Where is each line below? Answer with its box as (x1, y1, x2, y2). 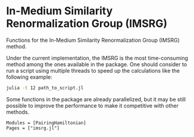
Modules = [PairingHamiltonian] (6, 120, 86, 126)
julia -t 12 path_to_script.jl (6, 85, 84, 91)
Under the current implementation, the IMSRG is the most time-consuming (6, 54, 189, 61)
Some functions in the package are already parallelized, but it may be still (6, 95, 186, 102)
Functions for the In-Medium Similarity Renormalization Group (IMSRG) (6, 36, 180, 43)
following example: (6, 73, 52, 80)
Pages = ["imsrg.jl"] (6, 125, 60, 131)
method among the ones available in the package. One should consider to (6, 61, 187, 68)
